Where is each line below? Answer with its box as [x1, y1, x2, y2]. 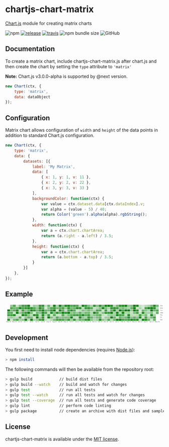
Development [5, 333, 49, 342]
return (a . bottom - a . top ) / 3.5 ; [41, 255, 114, 260]
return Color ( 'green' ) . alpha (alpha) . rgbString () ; [41, 212, 147, 217]
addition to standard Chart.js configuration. [5, 132, 95, 138]
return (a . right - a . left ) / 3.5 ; [41, 233, 114, 238]
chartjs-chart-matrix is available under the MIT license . [5, 436, 119, 442]
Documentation [5, 44, 55, 54]
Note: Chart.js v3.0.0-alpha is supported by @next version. [5, 73, 128, 79]
